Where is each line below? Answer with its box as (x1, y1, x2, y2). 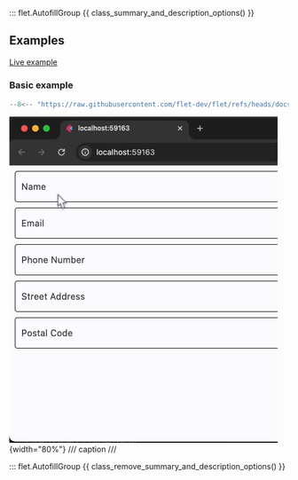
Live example (9, 57, 58, 67)
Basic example (9, 79, 74, 91)
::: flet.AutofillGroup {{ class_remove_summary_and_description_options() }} (9, 460, 286, 471)
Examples (9, 33, 65, 48)
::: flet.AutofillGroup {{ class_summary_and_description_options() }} (9, 8, 255, 18)
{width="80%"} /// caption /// (9, 444, 117, 454)
